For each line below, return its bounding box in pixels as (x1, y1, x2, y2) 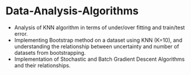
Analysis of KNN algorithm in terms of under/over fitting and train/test (14, 24, 185, 31)
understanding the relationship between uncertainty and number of (14, 43, 180, 50)
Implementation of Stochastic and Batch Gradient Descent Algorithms (14, 55, 185, 62)
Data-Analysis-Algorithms (5, 4, 139, 18)
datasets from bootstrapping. (14, 49, 86, 56)
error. (14, 30, 28, 37)
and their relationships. (14, 61, 71, 69)
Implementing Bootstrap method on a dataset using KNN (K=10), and (14, 36, 183, 43)
